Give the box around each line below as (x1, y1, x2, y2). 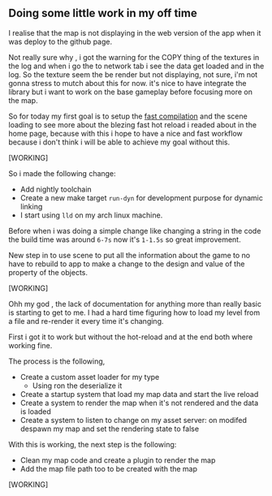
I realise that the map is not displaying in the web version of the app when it (8, 28, 261, 37)
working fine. (8, 340, 53, 350)
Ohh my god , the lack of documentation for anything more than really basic (8, 299, 262, 308)
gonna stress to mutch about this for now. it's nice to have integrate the (8, 78, 247, 88)
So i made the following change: (8, 168, 116, 178)
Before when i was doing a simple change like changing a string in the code (8, 226, 261, 235)
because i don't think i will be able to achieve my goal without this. (8, 137, 231, 147)
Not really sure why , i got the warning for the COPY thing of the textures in (8, 52, 260, 62)
